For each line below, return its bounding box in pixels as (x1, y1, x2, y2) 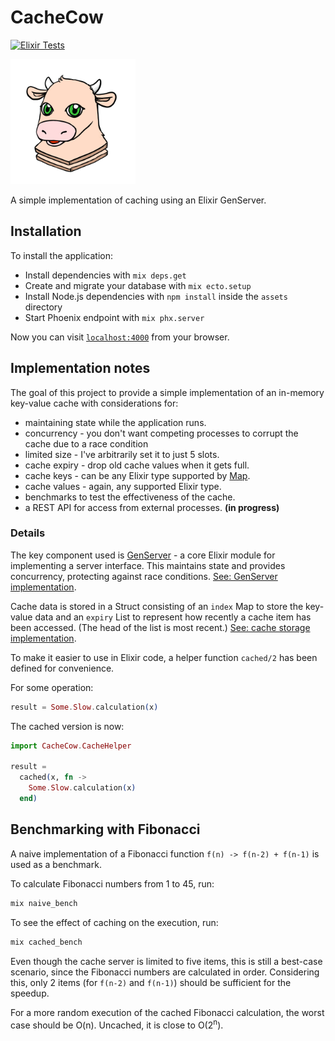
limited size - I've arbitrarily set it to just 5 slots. (24, 448, 220, 460)
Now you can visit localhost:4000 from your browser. (10, 331, 230, 343)
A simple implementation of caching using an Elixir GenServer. (10, 194, 267, 206)
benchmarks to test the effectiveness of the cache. (24, 491, 236, 503)
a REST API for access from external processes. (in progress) (24, 501, 280, 513)
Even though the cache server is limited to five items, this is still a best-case (10, 955, 323, 967)
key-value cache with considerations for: (10, 397, 179, 409)
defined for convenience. (10, 662, 115, 674)
